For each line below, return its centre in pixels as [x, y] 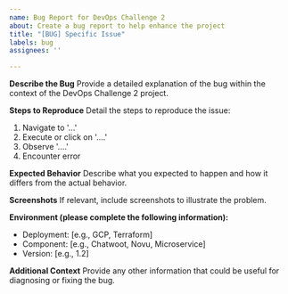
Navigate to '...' [49, 128]
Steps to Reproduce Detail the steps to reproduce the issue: [120, 110]
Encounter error [51, 156]
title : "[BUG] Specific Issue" [67, 34]
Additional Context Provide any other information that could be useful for [144, 271]
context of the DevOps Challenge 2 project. [89, 94]
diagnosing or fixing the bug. [62, 281]
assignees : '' [36, 51]
